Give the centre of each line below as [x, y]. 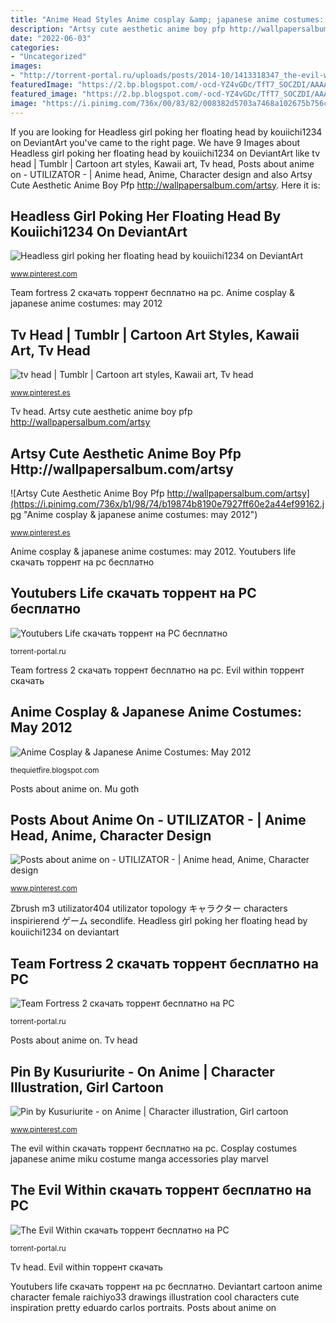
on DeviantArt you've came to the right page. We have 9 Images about [155, 142]
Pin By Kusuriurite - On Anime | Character [142, 1071]
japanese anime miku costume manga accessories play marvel [139, 1159]
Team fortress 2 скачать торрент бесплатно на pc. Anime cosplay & [152, 293]
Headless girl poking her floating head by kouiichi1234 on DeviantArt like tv [165, 153]
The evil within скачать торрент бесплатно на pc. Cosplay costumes [154, 1148]
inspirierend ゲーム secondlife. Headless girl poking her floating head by [159, 921]
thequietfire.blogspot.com [55, 770]
